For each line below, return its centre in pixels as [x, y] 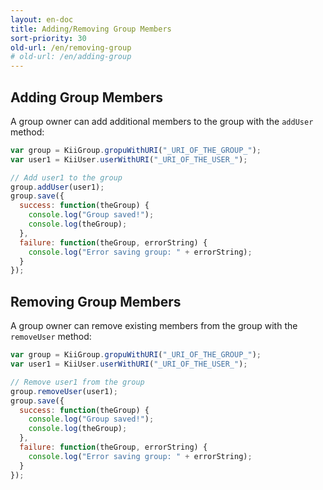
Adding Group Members [86, 97]
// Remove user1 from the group [77, 382]
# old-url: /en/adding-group [71, 57]
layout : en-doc [42, 19]
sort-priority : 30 [48, 38]
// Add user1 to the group [66, 177]
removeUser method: [51, 337]
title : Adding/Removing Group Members [91, 29]
